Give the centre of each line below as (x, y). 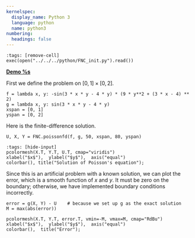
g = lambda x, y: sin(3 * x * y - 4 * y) (58, 104)
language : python (33, 23)
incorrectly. (20, 193)
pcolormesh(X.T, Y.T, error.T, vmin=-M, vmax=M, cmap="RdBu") (84, 219)
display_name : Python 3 (41, 17)
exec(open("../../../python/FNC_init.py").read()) (70, 61)
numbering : (20, 34)
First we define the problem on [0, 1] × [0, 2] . (60, 83)
